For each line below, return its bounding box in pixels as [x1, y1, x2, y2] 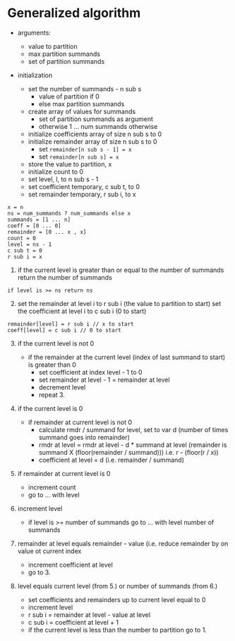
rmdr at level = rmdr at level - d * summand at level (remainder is [38, 441, 227, 449]
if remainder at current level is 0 [17, 469, 111, 477]
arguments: [17, 28, 52, 37]
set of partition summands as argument [38, 115, 154, 123]
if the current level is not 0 [17, 339, 95, 348]
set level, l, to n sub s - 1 [28, 175, 99, 183]
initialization [17, 71, 53, 79]
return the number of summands [17, 273, 113, 281]
